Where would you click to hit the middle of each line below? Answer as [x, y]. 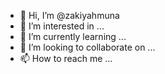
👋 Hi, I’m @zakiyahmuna [69, 15]
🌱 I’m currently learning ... [73, 36]
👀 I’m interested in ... [62, 26]
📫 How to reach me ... [66, 58]
